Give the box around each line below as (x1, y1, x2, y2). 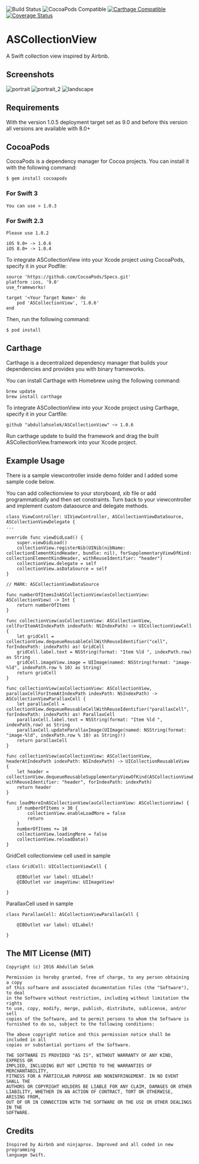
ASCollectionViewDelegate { (6, 519, 76, 525)
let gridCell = (17, 633, 54, 639)
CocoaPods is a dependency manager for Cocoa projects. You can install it (6, 158, 190, 165)
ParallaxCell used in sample (6, 900, 73, 907)
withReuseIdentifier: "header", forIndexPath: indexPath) (6, 779, 152, 785)
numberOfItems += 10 (17, 826, 68, 832)
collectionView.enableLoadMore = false (27, 810, 126, 816)
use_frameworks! (6, 284, 46, 290)
